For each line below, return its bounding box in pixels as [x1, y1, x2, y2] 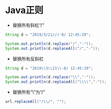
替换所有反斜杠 [12, 56, 44, 62]
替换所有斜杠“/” [12, 22, 44, 28]
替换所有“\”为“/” [12, 89, 45, 95]
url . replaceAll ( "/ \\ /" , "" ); [5, 99, 66, 104]
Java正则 [5, 5, 44, 16]
